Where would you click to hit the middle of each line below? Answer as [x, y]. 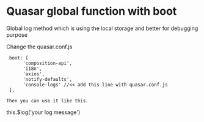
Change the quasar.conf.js [39, 47]
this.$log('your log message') [43, 112]
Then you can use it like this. [47, 101]
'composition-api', [47, 63]
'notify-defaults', [47, 79]
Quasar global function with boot [92, 11]
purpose [17, 34]
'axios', [34, 74]
